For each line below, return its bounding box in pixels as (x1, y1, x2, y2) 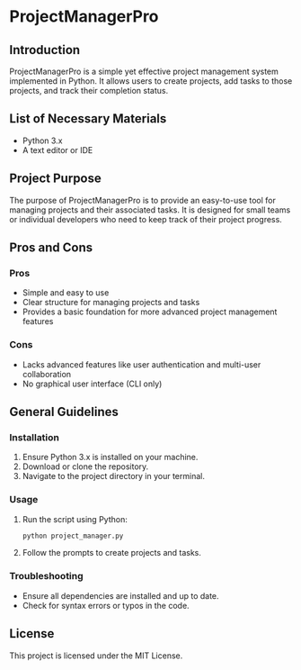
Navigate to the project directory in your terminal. (22, 471, 205, 482)
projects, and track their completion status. (9, 86, 169, 95)
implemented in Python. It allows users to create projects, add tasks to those (9, 76, 293, 86)
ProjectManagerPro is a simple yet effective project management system (9, 66, 279, 77)
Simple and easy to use (22, 287, 110, 298)
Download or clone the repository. (22, 461, 149, 472)
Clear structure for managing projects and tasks (22, 297, 200, 308)
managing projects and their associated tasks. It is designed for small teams (9, 204, 291, 215)
